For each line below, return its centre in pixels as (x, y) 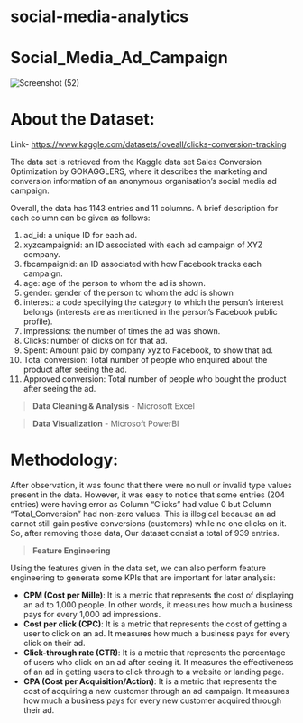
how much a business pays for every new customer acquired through (152, 700)
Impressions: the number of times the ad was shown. (122, 331)
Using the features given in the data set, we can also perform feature (138, 568)
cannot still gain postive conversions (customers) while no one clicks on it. (148, 524)
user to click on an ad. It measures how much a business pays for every (157, 633)
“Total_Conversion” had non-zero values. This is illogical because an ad (143, 514)
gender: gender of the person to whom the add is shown (128, 293)
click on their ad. (54, 643)
